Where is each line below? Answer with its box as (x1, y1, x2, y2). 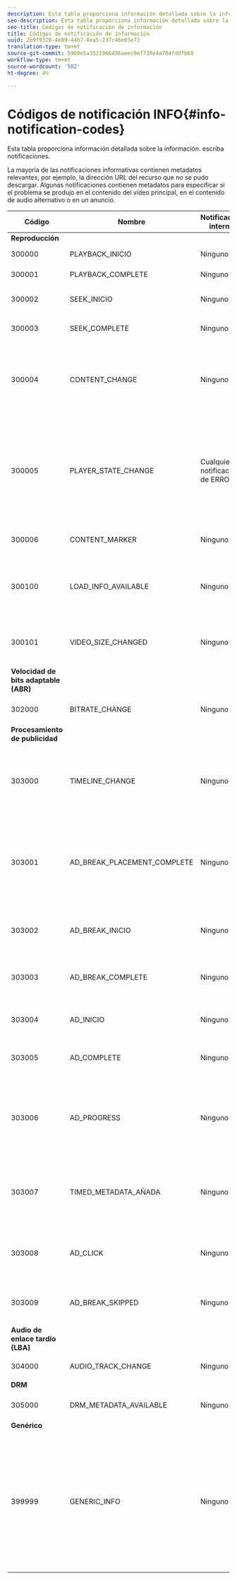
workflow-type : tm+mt (7, 57, 71, 64)
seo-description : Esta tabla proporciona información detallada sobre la (7, 17, 229, 24)
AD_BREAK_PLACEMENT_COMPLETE (69, 857, 194, 867)
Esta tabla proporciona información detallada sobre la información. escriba (7, 144, 224, 153)
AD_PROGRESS (69, 1113, 121, 1123)
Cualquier (200, 457, 233, 467)
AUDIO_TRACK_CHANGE (69, 1361, 152, 1371)
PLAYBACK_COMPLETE (69, 269, 148, 279)
